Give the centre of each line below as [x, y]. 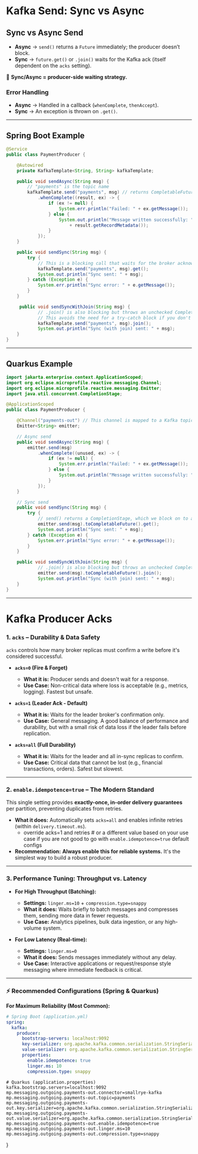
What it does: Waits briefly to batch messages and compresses [101, 909]
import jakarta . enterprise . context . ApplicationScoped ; [75, 377]
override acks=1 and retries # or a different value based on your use [106, 832]
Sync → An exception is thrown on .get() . [66, 112]
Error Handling [27, 92]
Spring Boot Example [45, 135]
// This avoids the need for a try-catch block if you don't [114, 318]
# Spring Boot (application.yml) [47, 1017]
